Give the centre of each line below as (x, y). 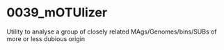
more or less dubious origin (46, 38)
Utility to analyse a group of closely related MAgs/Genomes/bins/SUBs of (112, 32)
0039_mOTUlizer (57, 13)
